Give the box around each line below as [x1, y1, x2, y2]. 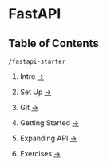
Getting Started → [19, 118, 80, 128]
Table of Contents [8, 37, 100, 50]
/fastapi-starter [8, 57, 66, 65]
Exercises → [19, 149, 61, 158]
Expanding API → [19, 133, 77, 143]
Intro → [19, 72, 45, 81]
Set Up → [19, 87, 52, 97]
